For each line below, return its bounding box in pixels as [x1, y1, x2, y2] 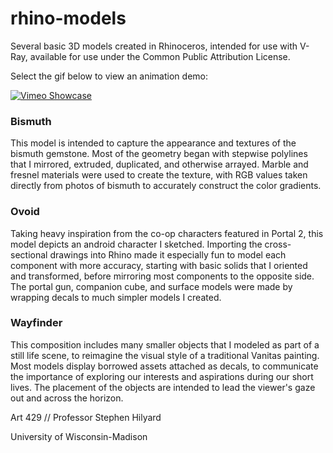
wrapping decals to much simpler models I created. [10, 291, 222, 303]
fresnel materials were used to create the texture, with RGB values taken [10, 169, 308, 181]
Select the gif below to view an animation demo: [10, 70, 208, 82]
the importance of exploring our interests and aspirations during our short [10, 370, 314, 382]
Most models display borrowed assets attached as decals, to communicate [10, 360, 319, 372]
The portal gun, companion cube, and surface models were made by [10, 280, 293, 292]
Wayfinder [10, 316, 63, 330]
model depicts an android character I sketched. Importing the [10, 238, 263, 250]
